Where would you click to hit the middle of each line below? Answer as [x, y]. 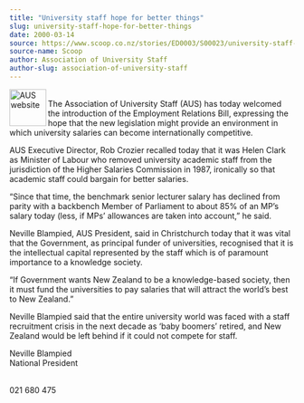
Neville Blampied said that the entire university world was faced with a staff [150, 316]
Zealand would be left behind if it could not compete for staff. [123, 335]
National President [44, 362]
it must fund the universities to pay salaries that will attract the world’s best [149, 289]
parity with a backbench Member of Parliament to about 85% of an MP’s [144, 206]
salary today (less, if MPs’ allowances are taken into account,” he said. [141, 216]
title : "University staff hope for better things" [107, 18]
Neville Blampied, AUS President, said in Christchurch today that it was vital [150, 233]
